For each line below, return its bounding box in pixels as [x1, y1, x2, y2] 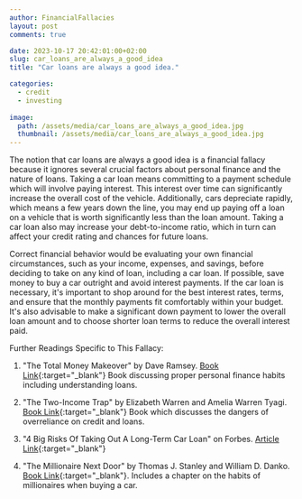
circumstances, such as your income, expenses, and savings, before [9, 258, 264, 269]
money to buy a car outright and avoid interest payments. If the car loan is [9, 277, 284, 289]
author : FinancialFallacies [9, 13, 115, 23]
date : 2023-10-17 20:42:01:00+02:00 [9, 46, 147, 55]
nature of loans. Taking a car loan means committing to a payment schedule [9, 173, 291, 185]
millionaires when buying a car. [22, 480, 138, 491]
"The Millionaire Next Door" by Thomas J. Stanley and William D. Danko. [22, 461, 290, 472]
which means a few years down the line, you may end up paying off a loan [9, 202, 286, 213]
